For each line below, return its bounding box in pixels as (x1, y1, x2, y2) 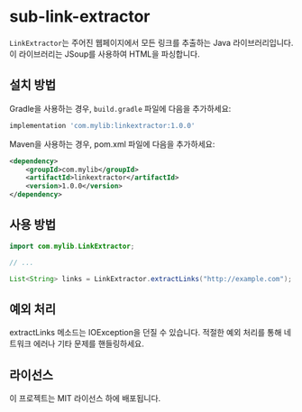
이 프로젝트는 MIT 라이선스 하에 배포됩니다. (9, 393, 161, 404)
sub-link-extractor (9, 6, 151, 27)
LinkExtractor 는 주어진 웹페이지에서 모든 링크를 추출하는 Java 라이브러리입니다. (9, 37, 294, 48)
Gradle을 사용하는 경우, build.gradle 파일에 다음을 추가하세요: (9, 103, 232, 114)
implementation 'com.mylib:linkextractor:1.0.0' (9, 121, 196, 130)
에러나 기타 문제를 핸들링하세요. (32, 338, 144, 349)
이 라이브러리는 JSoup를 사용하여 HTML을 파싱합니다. (9, 48, 200, 60)
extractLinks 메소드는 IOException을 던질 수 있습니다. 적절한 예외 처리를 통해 (9, 327, 282, 338)
